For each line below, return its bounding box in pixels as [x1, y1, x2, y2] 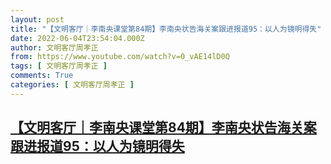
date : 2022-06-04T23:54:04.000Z [10, 33, 145, 43]
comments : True [10, 71, 74, 81]
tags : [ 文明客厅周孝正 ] [10, 61, 108, 71]
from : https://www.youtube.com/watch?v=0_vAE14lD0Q [10, 52, 230, 62]
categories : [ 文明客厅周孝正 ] [10, 80, 135, 90]
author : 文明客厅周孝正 [10, 42, 99, 53]
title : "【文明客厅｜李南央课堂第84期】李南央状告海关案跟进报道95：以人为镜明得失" [10, 24, 322, 34]
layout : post [10, 14, 65, 25]
